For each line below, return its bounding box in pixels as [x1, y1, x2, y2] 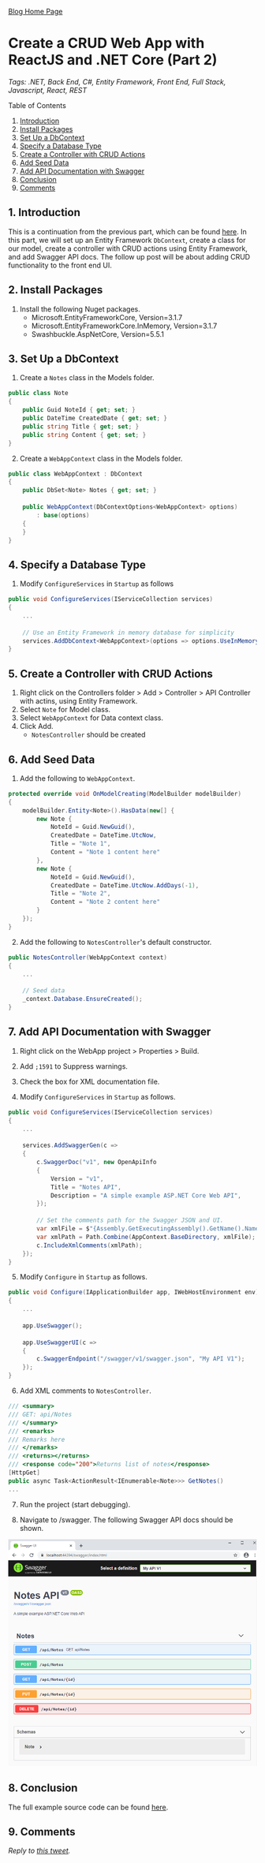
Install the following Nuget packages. [19, 304, 140, 314]
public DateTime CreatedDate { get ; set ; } [22, 414, 168, 422]
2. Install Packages [8, 283, 103, 297]
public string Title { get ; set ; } [22, 422, 140, 431]
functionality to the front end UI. [8, 260, 112, 270]
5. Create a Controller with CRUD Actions [8, 666, 213, 681]
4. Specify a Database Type [8, 558, 146, 571]
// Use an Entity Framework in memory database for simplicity [22, 629, 235, 637]
